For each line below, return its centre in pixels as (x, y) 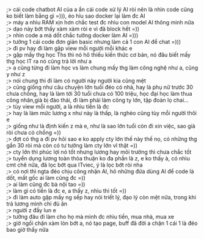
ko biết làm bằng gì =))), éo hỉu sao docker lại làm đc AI (76, 16)
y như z (16, 74)
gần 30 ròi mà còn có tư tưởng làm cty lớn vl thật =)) (72, 145)
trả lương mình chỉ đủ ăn (37, 204)
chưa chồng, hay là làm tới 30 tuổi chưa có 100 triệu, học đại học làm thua (99, 94)
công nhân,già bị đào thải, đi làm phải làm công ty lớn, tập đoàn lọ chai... (98, 100)
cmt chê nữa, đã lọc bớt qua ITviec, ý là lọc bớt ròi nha (75, 165)
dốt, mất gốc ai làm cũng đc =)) (46, 178)
